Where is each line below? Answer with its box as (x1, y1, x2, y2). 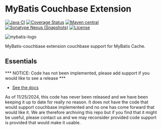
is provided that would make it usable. (5, 119, 81, 125)
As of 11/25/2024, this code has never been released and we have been (5, 94, 148, 100)
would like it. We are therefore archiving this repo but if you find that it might (5, 109, 157, 115)
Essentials (5, 57, 37, 66)
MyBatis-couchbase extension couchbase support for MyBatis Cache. (5, 43, 146, 49)
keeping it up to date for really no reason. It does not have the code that (5, 99, 149, 105)
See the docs (12, 85, 39, 90)
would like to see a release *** (5, 75, 66, 81)
